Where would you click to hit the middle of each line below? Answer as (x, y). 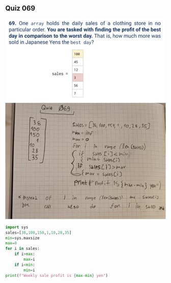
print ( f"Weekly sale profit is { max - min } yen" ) (57, 275)
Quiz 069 (20, 8)
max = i (30, 260)
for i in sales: (22, 249)
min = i (30, 270)
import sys (17, 227)
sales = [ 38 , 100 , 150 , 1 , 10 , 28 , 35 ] (38, 233)
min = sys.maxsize (22, 238)
